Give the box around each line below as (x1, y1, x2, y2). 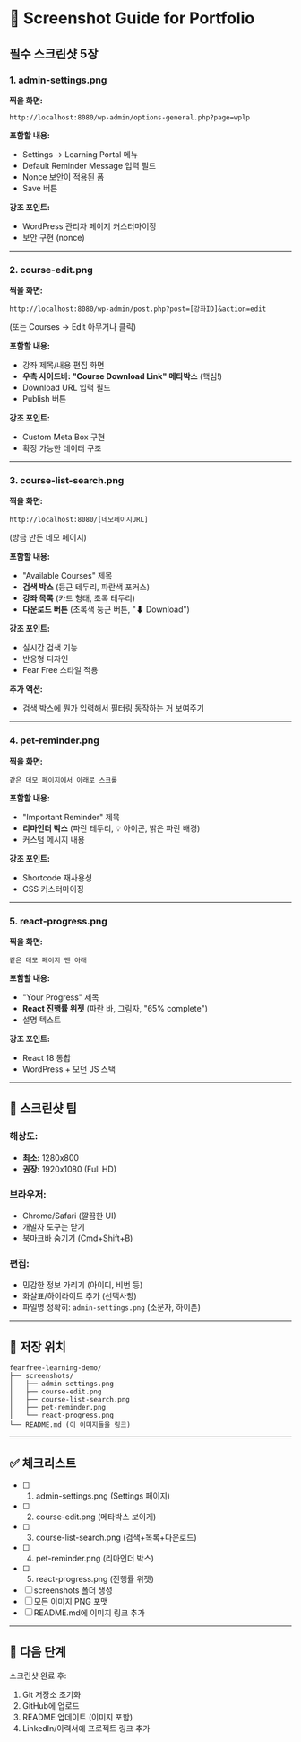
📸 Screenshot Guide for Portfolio (9, 8, 255, 29)
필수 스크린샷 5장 (9, 46, 99, 61)
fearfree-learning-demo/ (9, 1364, 102, 1373)
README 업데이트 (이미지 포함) (21, 1711, 133, 1722)
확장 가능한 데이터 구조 (21, 443, 102, 454)
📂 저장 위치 (9, 1339, 67, 1355)
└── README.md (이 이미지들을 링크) (9, 1420, 132, 1429)
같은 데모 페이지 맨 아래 (9, 956, 88, 965)
